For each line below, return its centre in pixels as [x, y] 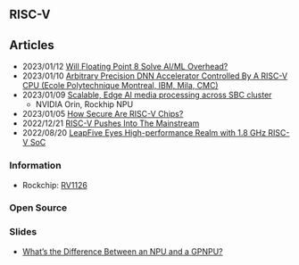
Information [35, 166]
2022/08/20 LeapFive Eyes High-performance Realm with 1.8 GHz [144, 133]
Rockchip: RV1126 [54, 185]
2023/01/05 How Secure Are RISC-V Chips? [103, 114]
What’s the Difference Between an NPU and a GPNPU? [122, 251]
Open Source [38, 208]
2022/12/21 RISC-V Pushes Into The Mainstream [111, 123]
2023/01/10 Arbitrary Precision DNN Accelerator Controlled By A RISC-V [155, 76]
